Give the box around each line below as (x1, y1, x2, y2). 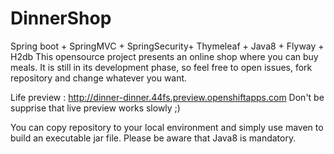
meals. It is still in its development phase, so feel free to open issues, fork (10, 61, 313, 73)
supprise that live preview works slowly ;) (10, 102, 181, 114)
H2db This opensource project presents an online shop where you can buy (10, 50, 319, 62)
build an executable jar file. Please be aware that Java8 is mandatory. (10, 132, 297, 144)
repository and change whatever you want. (10, 72, 188, 84)
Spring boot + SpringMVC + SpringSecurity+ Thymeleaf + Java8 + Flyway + (10, 40, 325, 52)
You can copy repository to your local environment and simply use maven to (10, 121, 324, 133)
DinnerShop (10, 7, 112, 30)
